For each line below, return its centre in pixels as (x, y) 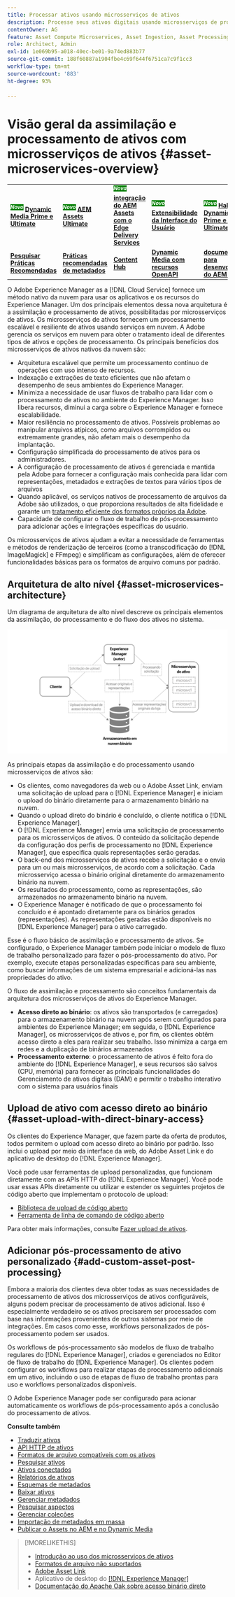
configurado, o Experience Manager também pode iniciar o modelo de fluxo (116, 947)
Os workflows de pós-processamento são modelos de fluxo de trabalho (111, 1347)
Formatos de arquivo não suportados (88, 1564)
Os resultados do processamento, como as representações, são (110, 889)
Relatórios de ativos (46, 1477)
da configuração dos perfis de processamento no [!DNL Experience (115, 845)
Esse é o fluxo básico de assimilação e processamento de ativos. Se (106, 940)
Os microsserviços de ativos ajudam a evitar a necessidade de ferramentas (116, 540)
